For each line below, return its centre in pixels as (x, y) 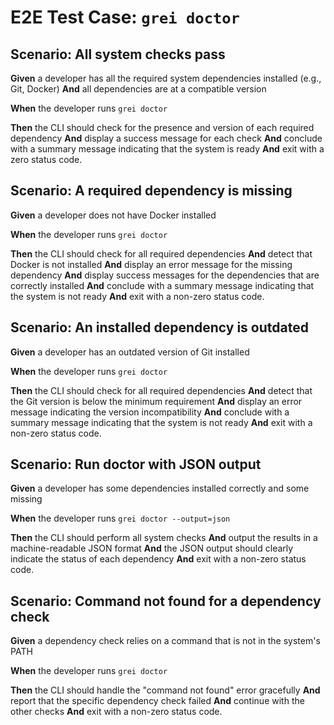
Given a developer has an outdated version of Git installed (130, 352)
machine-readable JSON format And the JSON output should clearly (152, 548)
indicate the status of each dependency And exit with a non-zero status (158, 559)
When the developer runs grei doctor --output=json (120, 518)
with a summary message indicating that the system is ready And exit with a (167, 149)
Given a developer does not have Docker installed (113, 215)
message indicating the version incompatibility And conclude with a (150, 412)
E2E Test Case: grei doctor (125, 17)
